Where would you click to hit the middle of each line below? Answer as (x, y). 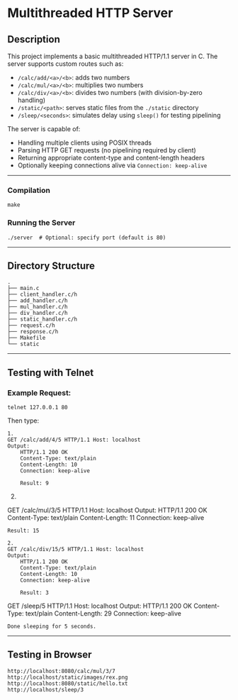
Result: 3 (35, 593)
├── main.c (23, 289)
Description (34, 39)
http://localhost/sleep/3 (45, 689)
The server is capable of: (44, 129)
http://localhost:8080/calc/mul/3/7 (61, 671)
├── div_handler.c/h (38, 313)
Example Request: (39, 393)
